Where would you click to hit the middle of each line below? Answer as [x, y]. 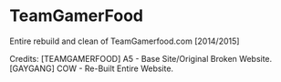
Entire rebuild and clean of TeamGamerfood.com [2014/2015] [125, 41]
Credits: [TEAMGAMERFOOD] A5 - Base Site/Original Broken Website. [141, 58]
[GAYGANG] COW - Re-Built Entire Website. [92, 68]
